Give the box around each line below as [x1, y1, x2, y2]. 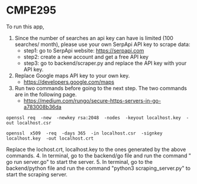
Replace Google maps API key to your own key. [14, 72, 130, 79]
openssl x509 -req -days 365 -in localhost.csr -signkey [6, 130, 163, 136]
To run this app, [6, 23, 44, 30]
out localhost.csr [6, 120, 51, 126]
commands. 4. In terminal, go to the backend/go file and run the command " [6, 152, 191, 159]
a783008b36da [23, 103, 62, 110]
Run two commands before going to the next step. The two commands [14, 84, 188, 91]
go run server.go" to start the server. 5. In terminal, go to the [6, 158, 153, 165]
